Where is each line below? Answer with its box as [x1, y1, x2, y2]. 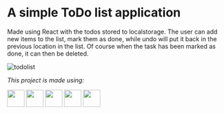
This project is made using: [7, 76, 85, 84]
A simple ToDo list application [7, 5, 181, 21]
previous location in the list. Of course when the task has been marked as [7, 42, 216, 50]
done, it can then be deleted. [7, 49, 89, 58]
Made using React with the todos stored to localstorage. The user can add [7, 27, 218, 36]
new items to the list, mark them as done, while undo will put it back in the [7, 34, 217, 43]
